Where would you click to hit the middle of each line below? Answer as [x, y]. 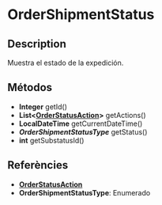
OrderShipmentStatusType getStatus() [83, 131]
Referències [38, 165]
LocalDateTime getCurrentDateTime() [81, 123]
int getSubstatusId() [51, 140]
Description [37, 44]
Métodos [30, 87]
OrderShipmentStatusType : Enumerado [85, 192]
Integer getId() [43, 106]
